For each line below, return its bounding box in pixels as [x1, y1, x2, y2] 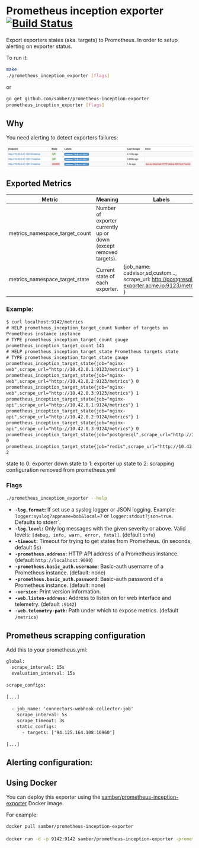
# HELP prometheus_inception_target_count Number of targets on [6, 325, 168, 331]
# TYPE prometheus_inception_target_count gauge [6, 336, 129, 342]
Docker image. [28, 800, 64, 807]
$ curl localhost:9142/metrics [6, 319, 84, 325]
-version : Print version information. [14, 588, 101, 595]
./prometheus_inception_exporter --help [6, 496, 108, 501]
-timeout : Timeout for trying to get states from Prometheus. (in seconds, [14, 538, 192, 545]
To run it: [6, 54, 28, 61]
